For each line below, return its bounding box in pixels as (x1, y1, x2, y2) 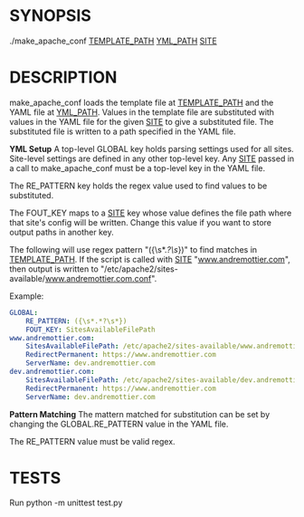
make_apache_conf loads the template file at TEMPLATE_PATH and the (9, 97, 274, 108)
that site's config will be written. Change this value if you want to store (9, 216, 271, 227)
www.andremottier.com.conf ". (44, 273, 157, 283)
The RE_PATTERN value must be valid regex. (9, 436, 176, 446)
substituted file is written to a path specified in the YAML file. (9, 126, 237, 137)
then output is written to (9, 263, 100, 274)
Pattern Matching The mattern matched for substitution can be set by (9, 408, 271, 419)
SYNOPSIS (9, 5, 92, 26)
